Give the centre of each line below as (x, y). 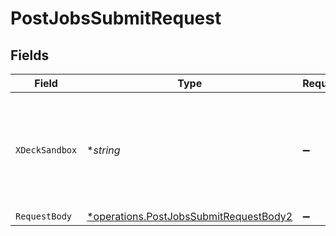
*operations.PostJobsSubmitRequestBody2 (189, 216)
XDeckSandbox (46, 150)
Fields (30, 55)
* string (103, 150)
